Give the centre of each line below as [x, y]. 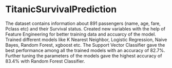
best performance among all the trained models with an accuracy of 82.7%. [85, 50]
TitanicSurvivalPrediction [61, 9]
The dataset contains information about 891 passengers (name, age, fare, [83, 23]
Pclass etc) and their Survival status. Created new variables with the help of [85, 28]
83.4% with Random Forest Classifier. [45, 61]
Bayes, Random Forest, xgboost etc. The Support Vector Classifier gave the [85, 45]
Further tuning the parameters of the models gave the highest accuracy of [84, 56]
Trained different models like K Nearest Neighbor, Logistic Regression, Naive [86, 40]
